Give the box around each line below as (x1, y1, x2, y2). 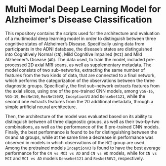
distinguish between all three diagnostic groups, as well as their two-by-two (5, 119, 160, 124)
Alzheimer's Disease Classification (5, 14, 152, 25)
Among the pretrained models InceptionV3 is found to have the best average (5, 145, 161, 151)
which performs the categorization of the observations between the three (5, 78, 155, 83)
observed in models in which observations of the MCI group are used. (5, 139, 146, 145)
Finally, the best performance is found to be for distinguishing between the (5, 129, 157, 135)
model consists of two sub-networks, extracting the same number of (5, 67, 145, 73)
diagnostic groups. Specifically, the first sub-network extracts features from (5, 83, 160, 88)
